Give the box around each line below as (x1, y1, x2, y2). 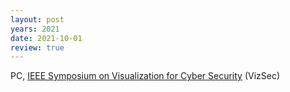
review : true (10, 42, 65, 53)
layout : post (10, 14, 65, 25)
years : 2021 (10, 24, 60, 34)
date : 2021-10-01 (10, 33, 83, 43)
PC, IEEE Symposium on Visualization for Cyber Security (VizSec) (10, 70, 281, 82)
